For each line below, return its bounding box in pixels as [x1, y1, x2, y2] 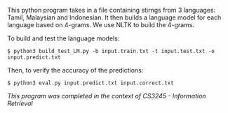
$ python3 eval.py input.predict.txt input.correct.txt [7, 80, 174, 86]
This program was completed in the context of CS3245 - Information [7, 92, 206, 100]
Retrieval [7, 99, 33, 107]
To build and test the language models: [7, 34, 120, 43]
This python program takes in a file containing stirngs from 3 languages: [7, 6, 216, 14]
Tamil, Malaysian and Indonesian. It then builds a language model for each [7, 13, 222, 22]
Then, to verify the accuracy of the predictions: [7, 66, 144, 74]
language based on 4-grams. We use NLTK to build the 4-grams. [7, 21, 195, 29]
